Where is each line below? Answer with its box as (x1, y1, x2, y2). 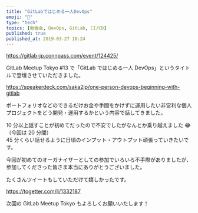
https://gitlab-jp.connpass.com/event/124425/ (6, 52, 118, 59)
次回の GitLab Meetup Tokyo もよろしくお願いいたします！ (6, 200, 149, 207)
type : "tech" (6, 19, 38, 25)
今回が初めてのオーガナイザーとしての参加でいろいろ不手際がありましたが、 (6, 157, 192, 163)
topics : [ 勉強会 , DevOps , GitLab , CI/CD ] (6, 25, 107, 31)
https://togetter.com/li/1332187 (6, 188, 81, 195)
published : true (6, 31, 46, 36)
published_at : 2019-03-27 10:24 (6, 36, 85, 42)
